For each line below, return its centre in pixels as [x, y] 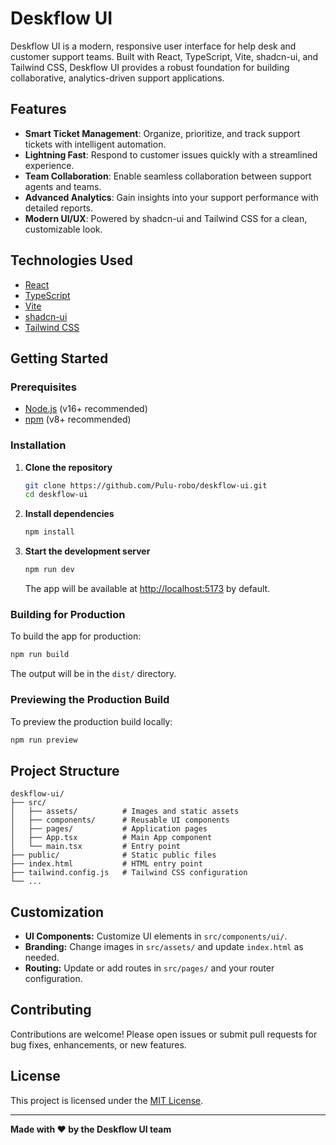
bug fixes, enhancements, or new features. [98, 1044]
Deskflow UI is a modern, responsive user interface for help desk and [153, 46]
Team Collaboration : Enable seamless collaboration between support [168, 176]
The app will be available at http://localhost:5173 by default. [147, 589]
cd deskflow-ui [56, 495]
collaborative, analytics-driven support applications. [117, 78]
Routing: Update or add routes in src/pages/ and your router [149, 968]
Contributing [51, 1010]
